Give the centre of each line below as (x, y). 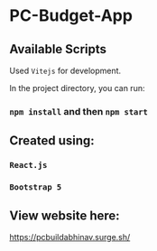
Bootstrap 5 (36, 187)
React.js (28, 165)
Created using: (52, 141)
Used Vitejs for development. (65, 70)
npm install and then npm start (79, 111)
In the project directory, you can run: (77, 88)
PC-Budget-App (71, 16)
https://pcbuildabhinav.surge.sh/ (70, 237)
